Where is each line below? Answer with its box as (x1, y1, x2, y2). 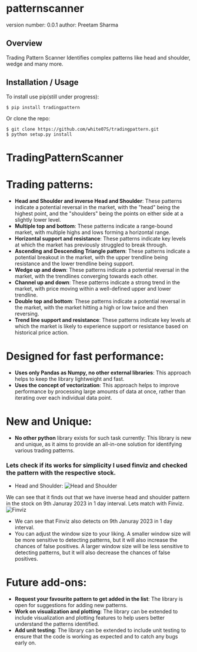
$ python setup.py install (6, 131, 72, 137)
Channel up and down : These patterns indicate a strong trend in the (14, 279, 181, 286)
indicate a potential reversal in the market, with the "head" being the (14, 203, 181, 210)
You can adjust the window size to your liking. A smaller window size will (14, 530, 191, 537)
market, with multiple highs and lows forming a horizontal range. (14, 229, 171, 236)
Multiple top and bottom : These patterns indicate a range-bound (14, 222, 173, 229)
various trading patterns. (14, 447, 75, 454)
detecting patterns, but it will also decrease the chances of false (14, 549, 171, 556)
